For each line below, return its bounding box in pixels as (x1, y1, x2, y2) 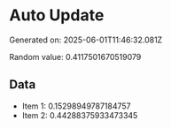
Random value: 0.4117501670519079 (9, 51, 142, 62)
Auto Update (9, 5, 105, 26)
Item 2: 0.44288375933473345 (21, 109, 138, 120)
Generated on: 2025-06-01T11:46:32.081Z (9, 34, 163, 45)
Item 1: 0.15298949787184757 (21, 101, 131, 111)
